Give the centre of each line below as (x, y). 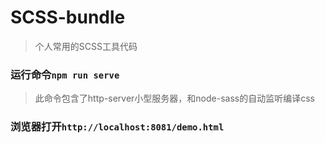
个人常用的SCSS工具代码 (86, 46)
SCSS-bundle (68, 17)
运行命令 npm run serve (65, 74)
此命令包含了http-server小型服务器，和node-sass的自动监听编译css (174, 98)
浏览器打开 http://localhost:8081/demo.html (117, 127)
